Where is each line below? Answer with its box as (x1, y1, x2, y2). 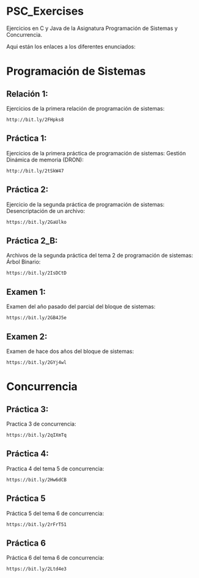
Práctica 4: (6, 448, 49, 459)
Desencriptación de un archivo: (6, 207, 85, 215)
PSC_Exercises (6, 4, 84, 18)
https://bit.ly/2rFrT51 (6, 521, 67, 527)
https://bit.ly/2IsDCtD (6, 270, 67, 276)
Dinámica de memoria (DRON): (6, 156, 84, 163)
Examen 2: (6, 332, 48, 342)
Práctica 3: (6, 404, 49, 414)
